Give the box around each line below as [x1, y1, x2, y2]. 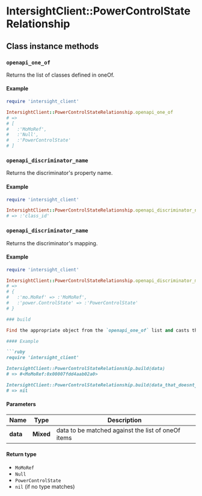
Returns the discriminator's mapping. [6, 239, 98, 246]
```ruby [6, 349, 26, 355]
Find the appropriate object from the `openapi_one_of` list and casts [6, 327, 189, 333]
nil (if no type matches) [14, 483, 75, 491]
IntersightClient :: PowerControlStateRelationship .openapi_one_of [6, 109, 173, 115]
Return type [6, 450, 37, 457]
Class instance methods [6, 41, 99, 51]
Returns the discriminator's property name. [6, 169, 113, 177]
